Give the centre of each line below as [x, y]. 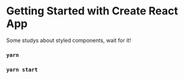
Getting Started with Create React [92, 11]
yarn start [22, 69]
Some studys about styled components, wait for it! [69, 40]
